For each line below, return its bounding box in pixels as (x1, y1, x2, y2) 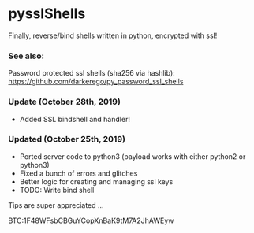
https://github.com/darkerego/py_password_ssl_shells (8, 76, 184, 87)
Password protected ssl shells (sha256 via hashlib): (8, 68, 175, 78)
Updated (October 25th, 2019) (8, 134, 126, 145)
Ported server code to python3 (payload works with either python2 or (19, 151, 246, 161)
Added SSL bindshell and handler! (19, 114, 130, 124)
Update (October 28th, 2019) (8, 96, 121, 107)
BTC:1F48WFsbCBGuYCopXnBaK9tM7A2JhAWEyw (8, 216, 174, 225)
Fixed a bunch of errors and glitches (19, 168, 138, 178)
